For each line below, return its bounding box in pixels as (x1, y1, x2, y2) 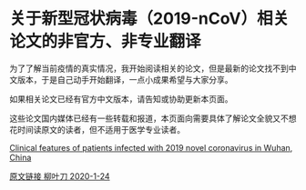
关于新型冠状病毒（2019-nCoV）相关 (9, 8, 290, 29)
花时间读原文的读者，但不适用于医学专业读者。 (9, 124, 185, 135)
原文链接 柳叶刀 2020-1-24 (9, 170, 111, 182)
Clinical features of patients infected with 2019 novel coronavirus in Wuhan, (9, 142, 293, 153)
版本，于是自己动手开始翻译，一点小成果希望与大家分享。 (16, 74, 233, 85)
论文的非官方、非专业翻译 (9, 31, 202, 52)
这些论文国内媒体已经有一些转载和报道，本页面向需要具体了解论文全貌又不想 (9, 113, 297, 124)
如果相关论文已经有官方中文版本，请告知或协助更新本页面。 (9, 93, 233, 105)
